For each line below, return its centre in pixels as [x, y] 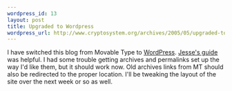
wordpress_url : [29, 33]
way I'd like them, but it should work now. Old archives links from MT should [115, 67]
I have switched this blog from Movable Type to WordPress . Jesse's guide [113, 52]
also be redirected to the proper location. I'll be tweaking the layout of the [112, 74]
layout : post [26, 20]
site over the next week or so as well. [60, 82]
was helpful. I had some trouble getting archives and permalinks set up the [113, 60]
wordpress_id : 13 [32, 13]
